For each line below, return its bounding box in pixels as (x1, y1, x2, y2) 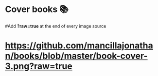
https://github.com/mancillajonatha (5, 40, 153, 51)
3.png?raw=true (5, 61, 73, 72)
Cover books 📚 (5, 4, 69, 15)
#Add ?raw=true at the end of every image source (5, 23, 106, 29)
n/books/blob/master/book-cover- (5, 50, 148, 61)
